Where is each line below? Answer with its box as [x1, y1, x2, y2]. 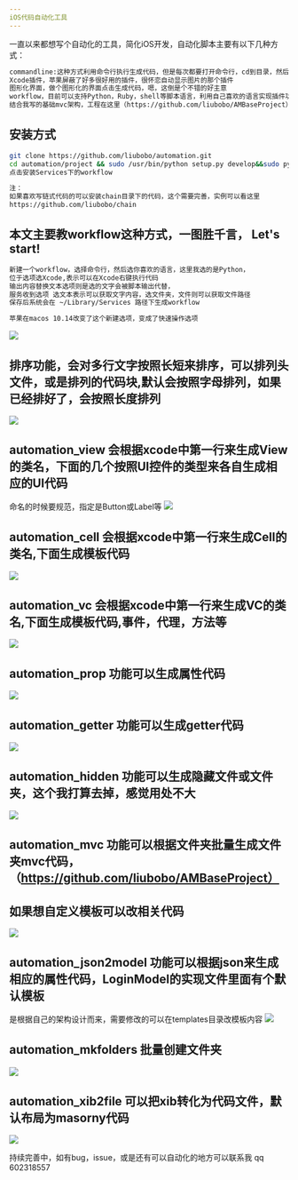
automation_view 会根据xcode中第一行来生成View [9, 442, 288, 458]
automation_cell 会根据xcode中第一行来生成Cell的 [9, 530, 287, 545]
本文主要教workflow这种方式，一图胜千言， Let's [9, 227, 280, 243]
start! [9, 242, 41, 257]
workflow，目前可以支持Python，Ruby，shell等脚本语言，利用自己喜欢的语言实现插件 [9, 92, 286, 101]
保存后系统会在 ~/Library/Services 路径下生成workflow [9, 299, 200, 307]
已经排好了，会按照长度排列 [9, 391, 161, 406]
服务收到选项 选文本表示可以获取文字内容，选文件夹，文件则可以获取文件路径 [9, 290, 251, 299]
